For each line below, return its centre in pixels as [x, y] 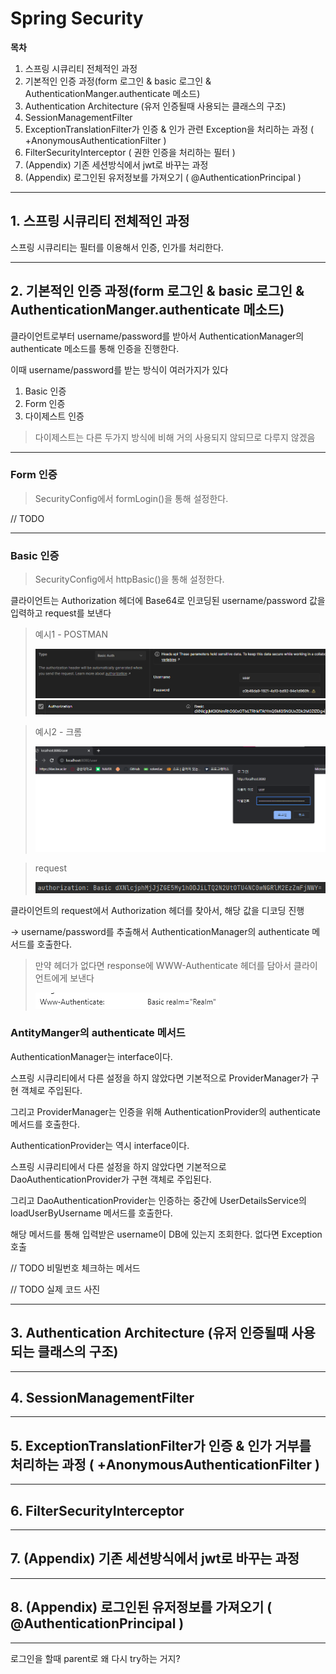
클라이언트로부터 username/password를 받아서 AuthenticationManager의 [157, 336]
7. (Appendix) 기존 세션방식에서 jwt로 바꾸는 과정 [155, 1558]
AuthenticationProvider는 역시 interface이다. [100, 1145]
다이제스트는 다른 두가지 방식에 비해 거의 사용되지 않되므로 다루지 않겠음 [175, 437]
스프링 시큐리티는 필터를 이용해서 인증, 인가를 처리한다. [117, 247]
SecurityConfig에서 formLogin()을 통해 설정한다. [131, 498]
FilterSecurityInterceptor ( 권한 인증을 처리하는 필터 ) [130, 152]
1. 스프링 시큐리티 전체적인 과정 [100, 221]
